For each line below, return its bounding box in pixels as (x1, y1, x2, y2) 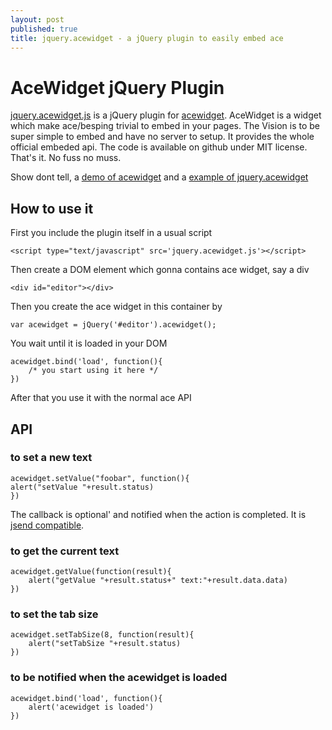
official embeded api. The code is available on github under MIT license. (10, 141, 308, 153)
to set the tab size (10, 607, 99, 621)
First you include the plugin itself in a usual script (10, 227, 213, 239)
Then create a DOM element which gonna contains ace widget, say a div (10, 264, 310, 276)
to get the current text (10, 544, 120, 558)
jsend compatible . (10, 519, 85, 531)
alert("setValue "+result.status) (10, 482, 155, 492)
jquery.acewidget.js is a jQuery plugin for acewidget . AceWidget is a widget (10, 109, 322, 121)
